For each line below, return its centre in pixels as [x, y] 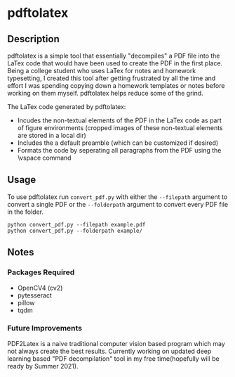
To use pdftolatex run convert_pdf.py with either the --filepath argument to [117, 197]
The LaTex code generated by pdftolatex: [67, 107]
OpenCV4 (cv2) [40, 288]
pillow [26, 302]
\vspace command [44, 158]
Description [33, 39]
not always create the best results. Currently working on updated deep [109, 351]
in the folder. [26, 212]
